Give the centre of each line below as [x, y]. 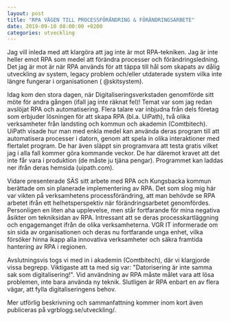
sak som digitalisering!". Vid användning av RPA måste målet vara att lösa [111, 275]
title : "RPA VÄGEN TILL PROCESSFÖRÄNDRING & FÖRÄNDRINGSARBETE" [101, 20]
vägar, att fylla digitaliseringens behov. [62, 289]
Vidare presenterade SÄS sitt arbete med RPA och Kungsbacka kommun [109, 181]
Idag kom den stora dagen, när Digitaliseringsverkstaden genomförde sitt [111, 95]
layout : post [26, 13]
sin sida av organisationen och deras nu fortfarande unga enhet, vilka [105, 232]
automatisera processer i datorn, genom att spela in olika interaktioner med [113, 139]
